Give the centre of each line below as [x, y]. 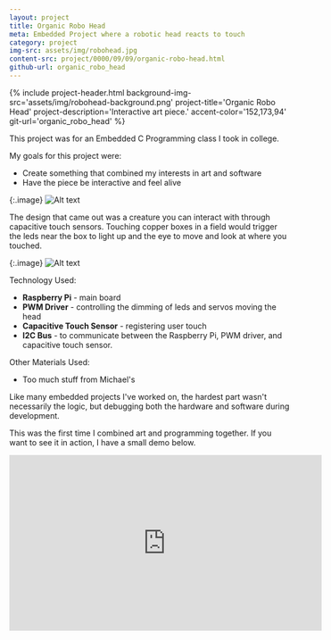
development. [34, 415]
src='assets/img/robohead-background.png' [91, 102]
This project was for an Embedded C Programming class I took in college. [144, 138]
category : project [43, 42]
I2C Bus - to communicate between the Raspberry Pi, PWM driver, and [152, 335]
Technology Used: [43, 280]
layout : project [39, 17]
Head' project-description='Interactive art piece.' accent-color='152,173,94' [148, 112]
